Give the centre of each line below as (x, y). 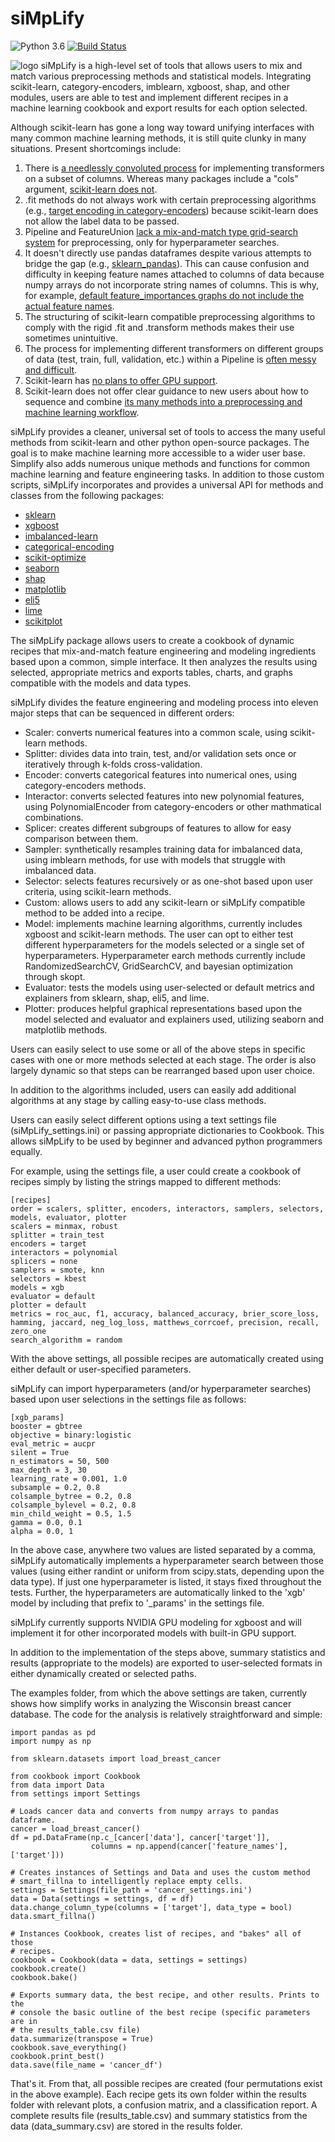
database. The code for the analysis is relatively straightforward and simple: (166, 1714)
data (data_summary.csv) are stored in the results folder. (126, 2126)
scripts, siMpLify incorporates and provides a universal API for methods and (167, 484)
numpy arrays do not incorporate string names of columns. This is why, (171, 284)
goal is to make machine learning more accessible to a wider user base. (158, 453)
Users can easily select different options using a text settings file (143, 1119)
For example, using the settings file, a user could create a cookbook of (156, 1171)
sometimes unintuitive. (71, 338)
